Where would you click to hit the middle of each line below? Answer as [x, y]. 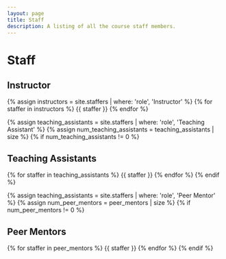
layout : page [26, 13]
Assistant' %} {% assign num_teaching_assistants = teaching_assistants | [111, 129]
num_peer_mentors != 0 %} [46, 210]
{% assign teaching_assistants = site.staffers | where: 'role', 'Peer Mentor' [111, 195]
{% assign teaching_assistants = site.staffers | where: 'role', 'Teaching [106, 122]
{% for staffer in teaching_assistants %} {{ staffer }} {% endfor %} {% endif [113, 175]
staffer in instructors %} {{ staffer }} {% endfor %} [78, 109]
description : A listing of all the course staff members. [91, 26]
